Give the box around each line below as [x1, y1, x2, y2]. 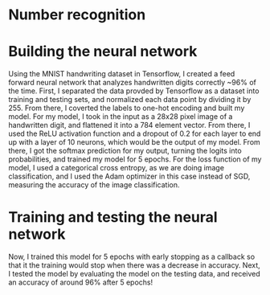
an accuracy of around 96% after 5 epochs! [8, 277, 153, 287]
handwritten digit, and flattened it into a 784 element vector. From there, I [8, 121, 251, 130]
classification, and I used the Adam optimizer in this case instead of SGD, [8, 171, 251, 182]
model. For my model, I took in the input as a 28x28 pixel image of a [8, 112, 233, 121]
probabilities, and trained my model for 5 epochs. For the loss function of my [8, 154, 262, 164]
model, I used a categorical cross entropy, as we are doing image [8, 163, 225, 173]
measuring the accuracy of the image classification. [8, 180, 180, 190]
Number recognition [8, 6, 146, 24]
